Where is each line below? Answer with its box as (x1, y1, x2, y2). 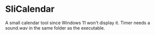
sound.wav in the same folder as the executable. (5, 25, 105, 31)
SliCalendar (5, 3, 55, 15)
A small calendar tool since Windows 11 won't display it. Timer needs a (5, 20, 150, 26)
